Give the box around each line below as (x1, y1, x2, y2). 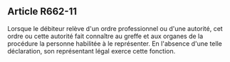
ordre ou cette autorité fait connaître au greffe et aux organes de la (7, 32, 204, 40)
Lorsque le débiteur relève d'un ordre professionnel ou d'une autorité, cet (7, 24, 223, 32)
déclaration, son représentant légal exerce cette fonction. (7, 46, 176, 55)
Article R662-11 (7, 6, 77, 18)
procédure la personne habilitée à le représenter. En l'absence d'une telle (7, 39, 222, 48)
